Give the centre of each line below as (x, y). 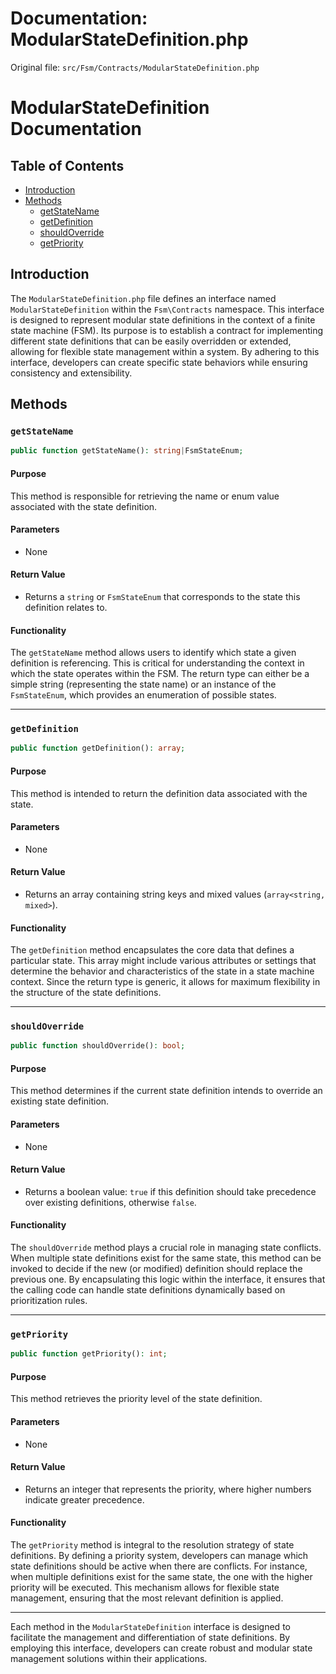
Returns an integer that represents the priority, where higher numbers (168, 1489)
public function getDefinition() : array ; (98, 748)
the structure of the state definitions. (86, 993)
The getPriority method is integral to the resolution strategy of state (152, 1545)
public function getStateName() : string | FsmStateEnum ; (127, 451)
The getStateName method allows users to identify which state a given (153, 653)
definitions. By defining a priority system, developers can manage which (159, 1556)
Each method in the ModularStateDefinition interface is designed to (150, 1627)
